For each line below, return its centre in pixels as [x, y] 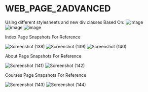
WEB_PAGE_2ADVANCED [58, 9]
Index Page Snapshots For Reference [43, 37]
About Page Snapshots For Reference [43, 56]
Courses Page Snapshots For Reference [46, 75]
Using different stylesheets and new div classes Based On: [65, 22]
